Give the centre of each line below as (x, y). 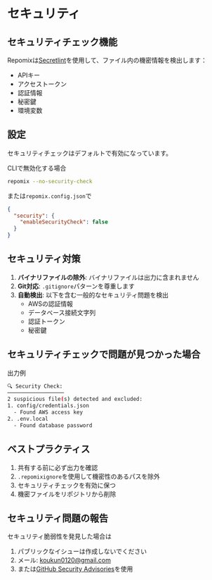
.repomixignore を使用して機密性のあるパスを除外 (88, 476)
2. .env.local (28, 419)
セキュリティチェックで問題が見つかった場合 (104, 355)
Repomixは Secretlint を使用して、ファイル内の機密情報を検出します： (107, 60)
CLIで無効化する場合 (37, 168)
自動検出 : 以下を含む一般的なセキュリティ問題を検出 (93, 295)
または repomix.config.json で (50, 196)
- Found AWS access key (48, 412)
